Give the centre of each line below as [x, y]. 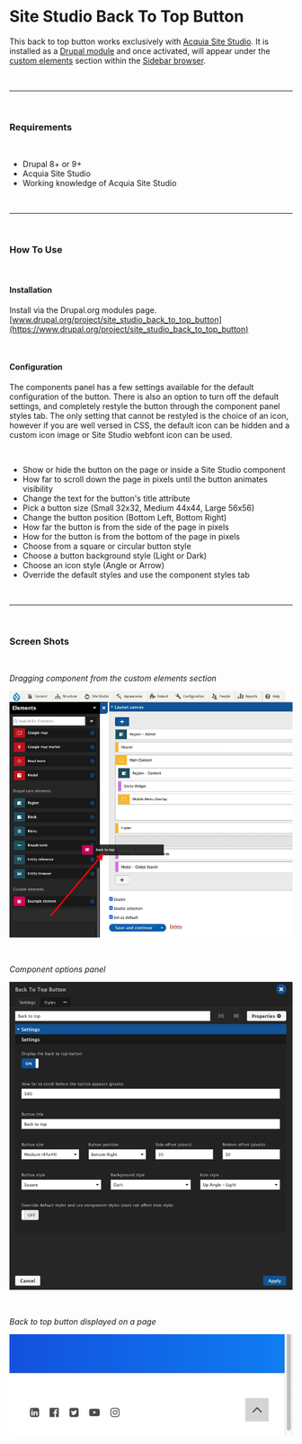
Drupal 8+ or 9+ [52, 165]
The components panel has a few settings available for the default [132, 387]
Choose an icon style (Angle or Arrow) [93, 565]
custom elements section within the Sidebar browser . [108, 60]
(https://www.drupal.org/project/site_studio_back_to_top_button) [129, 329]
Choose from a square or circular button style [107, 546]
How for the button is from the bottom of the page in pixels [131, 536]
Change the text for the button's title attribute [106, 498]
